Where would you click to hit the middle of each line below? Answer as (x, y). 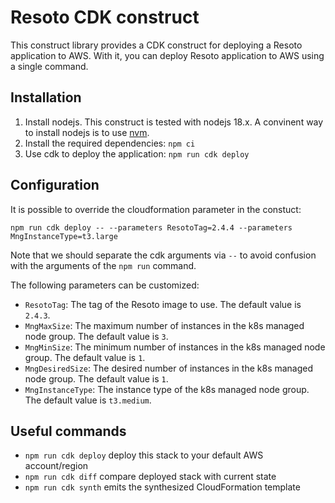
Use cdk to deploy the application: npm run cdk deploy (137, 153)
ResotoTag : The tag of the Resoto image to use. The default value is (163, 304)
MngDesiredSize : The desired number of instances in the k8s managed (169, 368)
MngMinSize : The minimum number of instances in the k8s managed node (175, 347)
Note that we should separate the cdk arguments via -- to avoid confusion (163, 255)
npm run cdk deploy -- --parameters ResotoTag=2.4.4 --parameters (151, 227)
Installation (46, 97)
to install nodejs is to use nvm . (87, 132)
